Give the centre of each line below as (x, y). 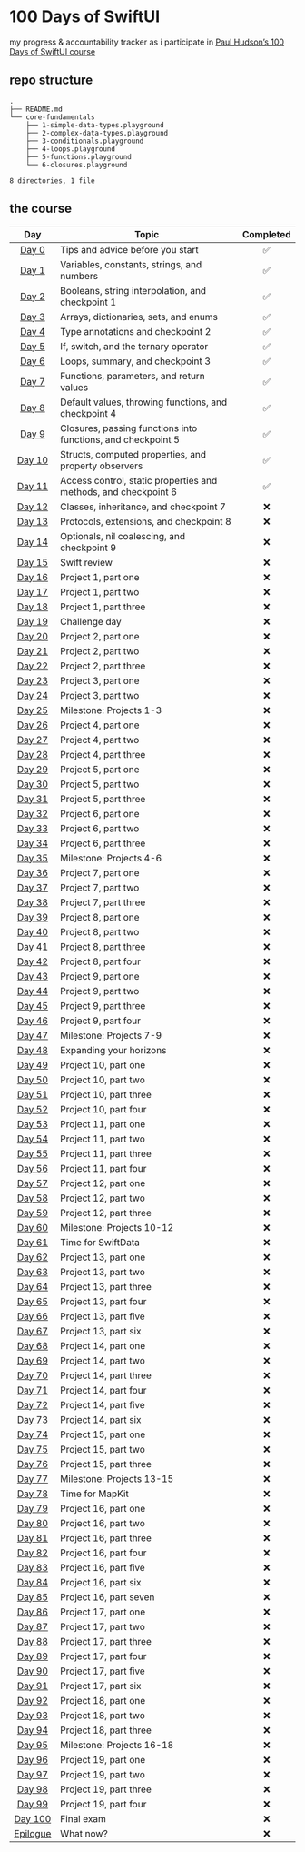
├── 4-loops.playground (71, 149)
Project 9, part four (101, 1021)
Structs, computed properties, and (133, 454)
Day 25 (32, 710)
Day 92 (32, 1700)
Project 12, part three (106, 1213)
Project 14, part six (101, 1419)
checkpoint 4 (88, 413)
